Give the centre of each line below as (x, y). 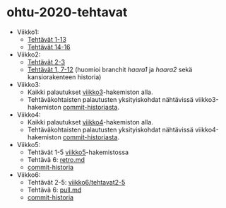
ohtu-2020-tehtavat (67, 12)
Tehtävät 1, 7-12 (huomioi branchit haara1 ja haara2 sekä (110, 69)
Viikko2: (29, 54)
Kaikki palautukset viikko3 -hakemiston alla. (90, 92)
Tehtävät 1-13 (47, 39)
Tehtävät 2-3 (46, 62)
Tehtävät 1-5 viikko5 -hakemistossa (78, 152)
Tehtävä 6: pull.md (54, 190)
